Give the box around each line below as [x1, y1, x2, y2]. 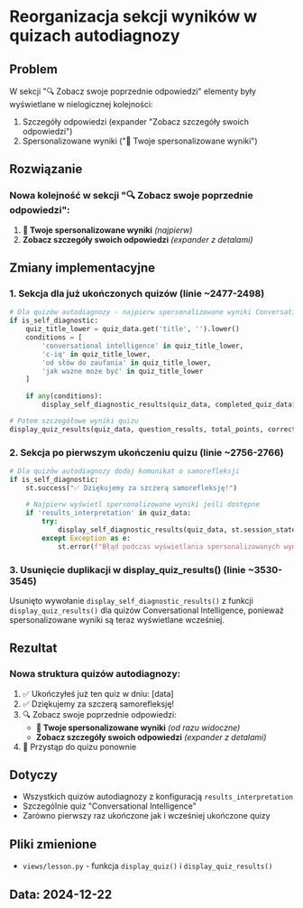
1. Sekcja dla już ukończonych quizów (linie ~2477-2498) [9, 287, 265, 300]
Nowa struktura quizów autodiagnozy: [9, 668, 181, 681]
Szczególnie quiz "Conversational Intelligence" [22, 801, 197, 811]
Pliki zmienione [9, 837, 97, 852]
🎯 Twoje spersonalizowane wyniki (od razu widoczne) [35, 722, 241, 733]
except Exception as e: [41, 533, 131, 542]
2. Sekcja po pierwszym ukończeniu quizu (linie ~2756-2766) [9, 446, 284, 459]
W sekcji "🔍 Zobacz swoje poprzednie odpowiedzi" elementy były [9, 86, 257, 97]
